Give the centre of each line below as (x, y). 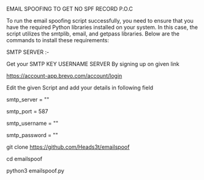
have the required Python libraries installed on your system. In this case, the (102, 27)
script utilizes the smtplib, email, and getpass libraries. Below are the (93, 34)
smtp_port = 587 (27, 111)
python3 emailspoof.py (35, 171)
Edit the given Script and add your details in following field (80, 88)
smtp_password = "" (32, 135)
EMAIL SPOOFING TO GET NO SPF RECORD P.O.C (70, 9)
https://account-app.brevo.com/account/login (64, 76)
